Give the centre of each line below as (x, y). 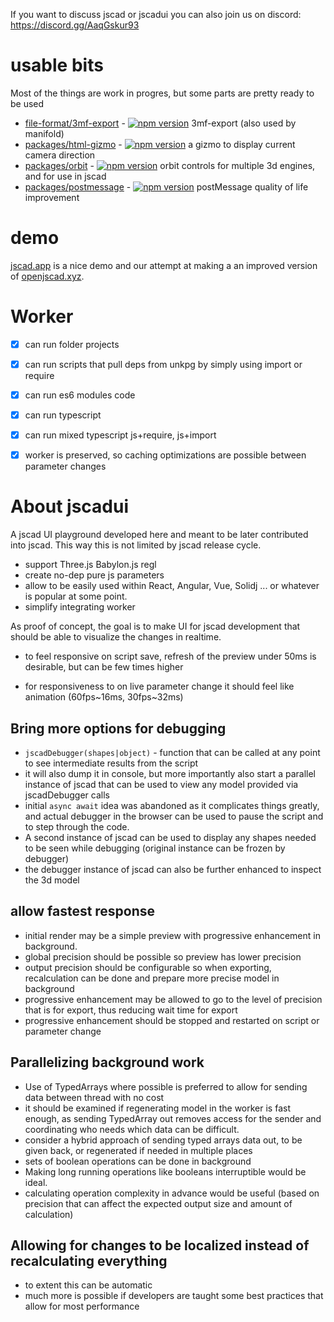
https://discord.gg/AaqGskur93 (75, 25)
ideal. (36, 1182)
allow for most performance (82, 1306)
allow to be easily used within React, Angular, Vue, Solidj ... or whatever (172, 586)
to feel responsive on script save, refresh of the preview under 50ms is (170, 656)
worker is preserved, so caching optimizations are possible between (165, 455)
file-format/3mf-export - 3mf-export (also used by (160, 123)
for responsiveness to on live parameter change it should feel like (159, 686)
